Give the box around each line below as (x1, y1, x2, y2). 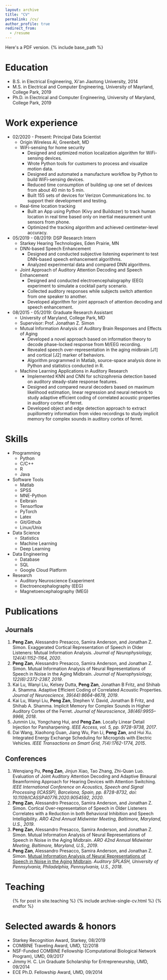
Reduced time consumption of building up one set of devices (27, 181, 153, 188)
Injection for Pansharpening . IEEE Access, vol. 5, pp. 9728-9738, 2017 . (12, 724, 158, 730)
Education (5, 62, 48, 73)
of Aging (19, 331, 38, 337)
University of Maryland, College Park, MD (19, 314, 106, 320)
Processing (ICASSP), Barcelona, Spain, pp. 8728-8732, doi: (12, 789, 137, 795)
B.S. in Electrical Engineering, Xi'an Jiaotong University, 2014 (12, 78, 138, 84)
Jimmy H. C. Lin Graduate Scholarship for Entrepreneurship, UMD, (12, 958, 149, 964)
